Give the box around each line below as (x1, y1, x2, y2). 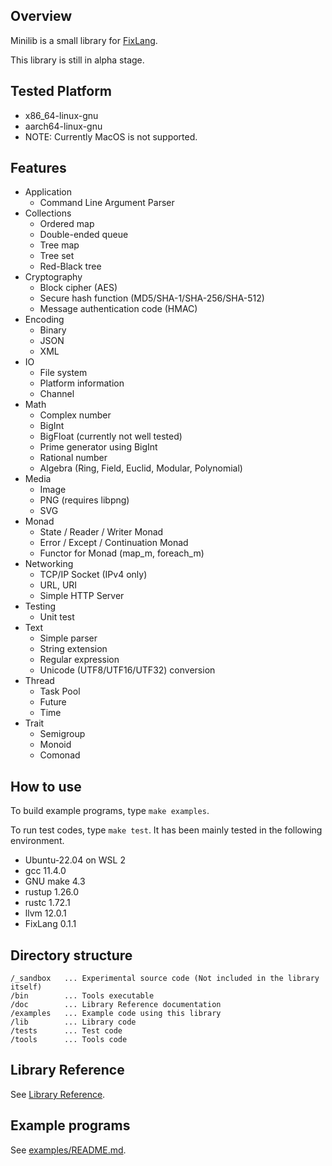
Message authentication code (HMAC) (39, 303, 198, 315)
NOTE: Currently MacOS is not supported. (24, 130, 198, 143)
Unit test (39, 611, 75, 623)
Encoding (24, 314, 65, 326)
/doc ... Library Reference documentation (10, 1000, 222, 1010)
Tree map (39, 239, 80, 251)
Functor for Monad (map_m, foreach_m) (39, 547, 205, 559)
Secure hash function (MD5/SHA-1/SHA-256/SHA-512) (39, 292, 265, 304)
